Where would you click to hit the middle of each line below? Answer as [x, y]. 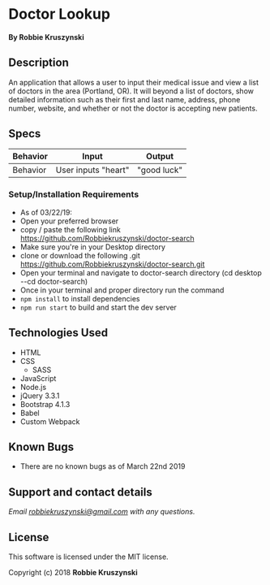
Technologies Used [58, 333]
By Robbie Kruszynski [46, 37]
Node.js [33, 387]
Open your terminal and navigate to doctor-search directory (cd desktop [141, 272]
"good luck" [160, 170]
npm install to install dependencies [80, 298]
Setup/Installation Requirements [74, 194]
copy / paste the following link [71, 229]
